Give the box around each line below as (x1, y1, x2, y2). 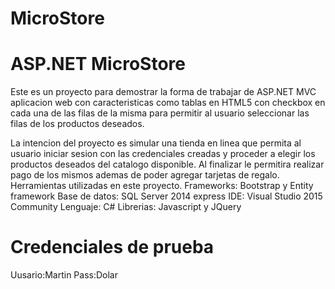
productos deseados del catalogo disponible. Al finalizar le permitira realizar (10, 158, 325, 171)
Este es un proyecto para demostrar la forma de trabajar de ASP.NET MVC (10, 86, 317, 98)
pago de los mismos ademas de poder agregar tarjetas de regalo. (10, 169, 280, 181)
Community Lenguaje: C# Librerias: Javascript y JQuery (10, 201, 242, 213)
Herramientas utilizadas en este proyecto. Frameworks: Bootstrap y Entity (10, 180, 314, 192)
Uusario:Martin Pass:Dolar (10, 269, 118, 281)
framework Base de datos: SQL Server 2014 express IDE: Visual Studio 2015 (10, 190, 323, 202)
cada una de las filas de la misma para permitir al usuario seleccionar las (10, 107, 310, 119)
